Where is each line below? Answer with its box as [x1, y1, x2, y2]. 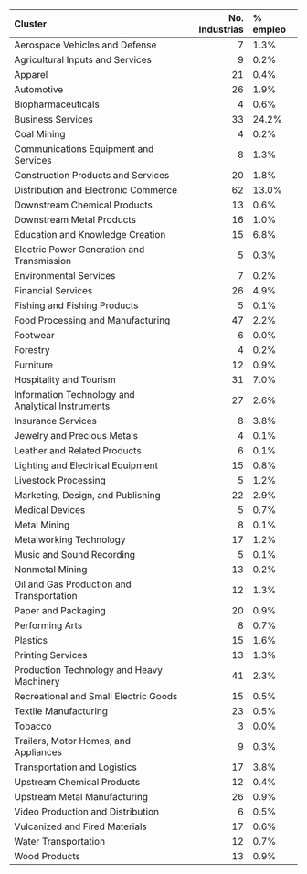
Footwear [14, 329, 55, 341]
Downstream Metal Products [14, 214, 137, 226]
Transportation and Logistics [14, 761, 137, 773]
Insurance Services [14, 415, 98, 427]
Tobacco [14, 719, 52, 732]
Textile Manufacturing [14, 705, 108, 717]
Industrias [198, 23, 244, 36]
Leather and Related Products [14, 444, 142, 456]
